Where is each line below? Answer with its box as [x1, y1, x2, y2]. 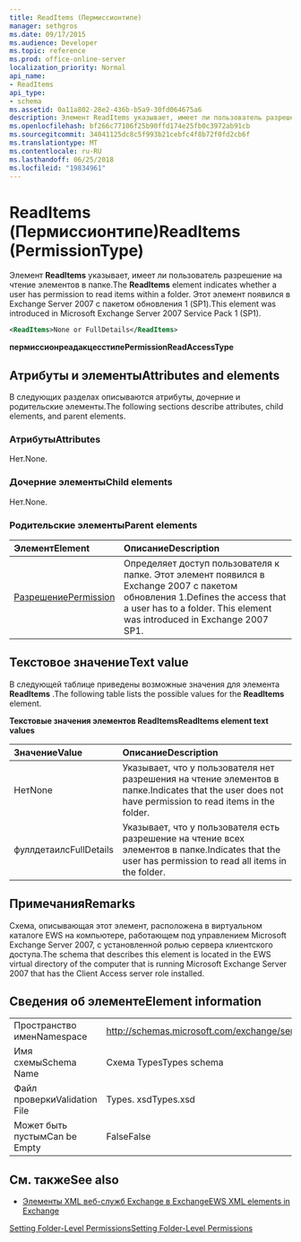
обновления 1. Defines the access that [124, 590, 287, 603]
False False [106, 1131, 151, 1143]
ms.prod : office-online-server [9, 55, 126, 64]
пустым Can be [13, 1131, 78, 1143]
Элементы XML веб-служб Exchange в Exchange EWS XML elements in [21, 1196, 291, 1207]
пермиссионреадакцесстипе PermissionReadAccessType [9, 342, 235, 353]
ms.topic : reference [9, 47, 87, 56]
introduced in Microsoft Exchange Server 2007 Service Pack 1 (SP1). [9, 308, 262, 319]
